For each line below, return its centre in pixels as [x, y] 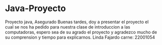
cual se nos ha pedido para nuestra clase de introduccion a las [68, 27]
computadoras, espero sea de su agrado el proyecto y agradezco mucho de [81, 32]
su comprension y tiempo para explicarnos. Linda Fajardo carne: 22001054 [80, 37]
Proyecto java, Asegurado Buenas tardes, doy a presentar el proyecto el [77, 22]
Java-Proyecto [36, 8]
